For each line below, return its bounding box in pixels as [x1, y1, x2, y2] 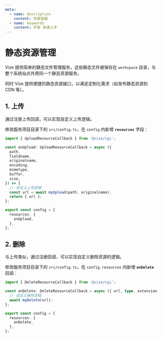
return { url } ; [9, 194, 42, 199]
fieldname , [9, 154, 32, 159]
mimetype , [9, 168, 29, 172]
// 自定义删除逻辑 [9, 293, 42, 298]
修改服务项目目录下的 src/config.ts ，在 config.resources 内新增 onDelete [5, 264, 154, 270]
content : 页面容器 [14, 16, 48, 21]
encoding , [9, 163, 29, 168]
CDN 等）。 [5, 87, 27, 92]
